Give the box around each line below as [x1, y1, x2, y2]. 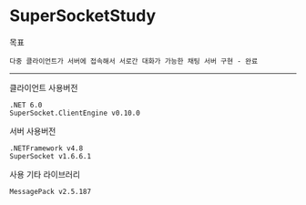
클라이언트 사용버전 [9, 82, 78, 93]
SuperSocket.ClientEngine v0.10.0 [9, 108, 141, 118]
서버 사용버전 [9, 125, 56, 137]
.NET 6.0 [9, 100, 43, 109]
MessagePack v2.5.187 [9, 187, 92, 196]
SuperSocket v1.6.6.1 [9, 151, 92, 160]
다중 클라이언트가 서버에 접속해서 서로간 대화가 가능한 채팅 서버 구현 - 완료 [9, 56, 258, 66]
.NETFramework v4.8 [9, 143, 84, 153]
